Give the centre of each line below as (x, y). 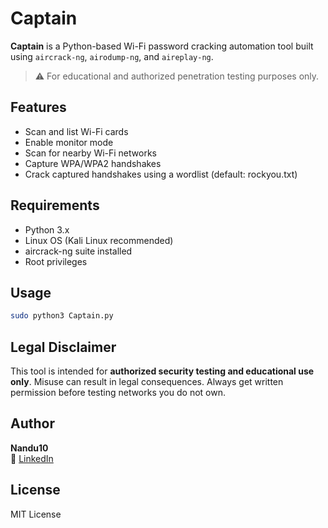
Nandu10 (29, 448)
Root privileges (56, 261)
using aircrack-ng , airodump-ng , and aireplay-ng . (112, 56)
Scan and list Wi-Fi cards (76, 131)
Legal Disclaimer (63, 347)
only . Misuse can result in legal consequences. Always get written (147, 382)
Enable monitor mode (69, 142)
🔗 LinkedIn (32, 458)
